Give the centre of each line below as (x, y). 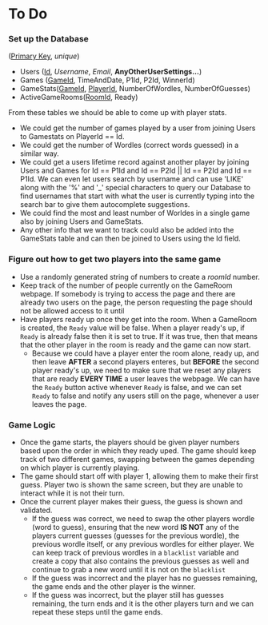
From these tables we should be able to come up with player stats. (118, 113)
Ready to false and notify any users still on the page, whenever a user (146, 396)
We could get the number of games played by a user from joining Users (138, 128)
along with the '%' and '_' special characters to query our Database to (135, 188)
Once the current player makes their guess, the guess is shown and (131, 502)
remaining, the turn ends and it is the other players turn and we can (143, 603)
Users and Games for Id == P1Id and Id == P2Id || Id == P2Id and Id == (136, 171)
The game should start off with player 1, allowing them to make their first (139, 476)
